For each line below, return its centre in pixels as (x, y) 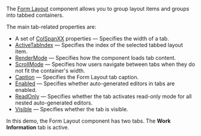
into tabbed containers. (35, 15)
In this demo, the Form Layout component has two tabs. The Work (88, 121)
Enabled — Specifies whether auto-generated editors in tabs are (95, 83)
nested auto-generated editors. (54, 103)
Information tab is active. (38, 127)
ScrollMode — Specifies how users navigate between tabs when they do (105, 64)
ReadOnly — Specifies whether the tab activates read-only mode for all (103, 96)
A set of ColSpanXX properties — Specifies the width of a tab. (92, 38)
